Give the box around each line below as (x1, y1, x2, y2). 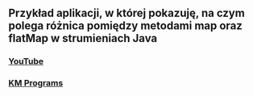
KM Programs (8, 77, 64, 89)
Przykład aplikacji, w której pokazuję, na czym (8, 6, 246, 20)
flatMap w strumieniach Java (8, 31, 158, 45)
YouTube (8, 56, 44, 67)
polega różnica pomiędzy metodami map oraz (8, 19, 243, 33)
